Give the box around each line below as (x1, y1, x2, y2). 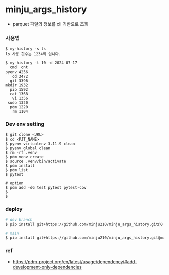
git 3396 (10, 78, 28, 84)
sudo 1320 (7, 100, 28, 105)
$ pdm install (5, 163, 35, 168)
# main (5, 231, 19, 236)
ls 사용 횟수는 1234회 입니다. (5, 52, 61, 57)
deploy (5, 205, 23, 213)
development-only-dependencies (12, 264, 82, 270)
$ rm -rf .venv (5, 150, 37, 155)
